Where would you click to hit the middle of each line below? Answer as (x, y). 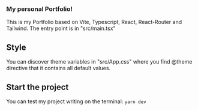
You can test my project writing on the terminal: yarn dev (76, 101)
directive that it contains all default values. (58, 68)
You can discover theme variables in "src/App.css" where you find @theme (99, 62)
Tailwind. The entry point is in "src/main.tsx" (61, 28)
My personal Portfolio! (40, 9)
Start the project (37, 87)
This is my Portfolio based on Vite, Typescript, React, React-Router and (94, 22)
